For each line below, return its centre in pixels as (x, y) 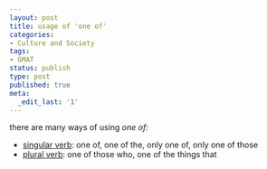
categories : (32, 34)
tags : (19, 52)
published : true (40, 85)
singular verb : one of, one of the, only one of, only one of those (140, 145)
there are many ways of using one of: (79, 127)
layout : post (34, 18)
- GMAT (22, 60)
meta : (19, 93)
